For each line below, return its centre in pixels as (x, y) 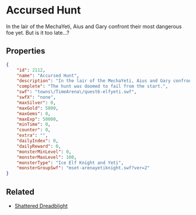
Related (20, 192)
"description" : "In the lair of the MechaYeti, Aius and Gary (94, 81)
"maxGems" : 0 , (34, 114)
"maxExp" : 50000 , (38, 119)
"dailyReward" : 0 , (39, 146)
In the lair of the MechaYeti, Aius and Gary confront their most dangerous (94, 26)
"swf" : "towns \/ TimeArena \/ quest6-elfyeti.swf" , (77, 92)
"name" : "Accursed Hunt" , (48, 76)
